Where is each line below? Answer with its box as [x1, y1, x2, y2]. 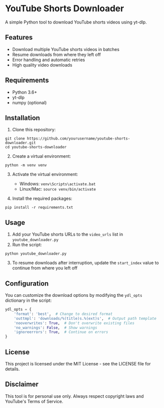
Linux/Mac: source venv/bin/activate [19, 186, 96, 192]
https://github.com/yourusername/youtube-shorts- [26, 136, 131, 141]
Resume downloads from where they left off [12, 51, 101, 57]
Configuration [5, 279, 49, 288]
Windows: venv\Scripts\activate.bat [19, 181, 96, 187]
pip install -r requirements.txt [5, 205, 73, 210]
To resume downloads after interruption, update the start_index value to [12, 260, 159, 266]
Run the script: [12, 242, 42, 248]
